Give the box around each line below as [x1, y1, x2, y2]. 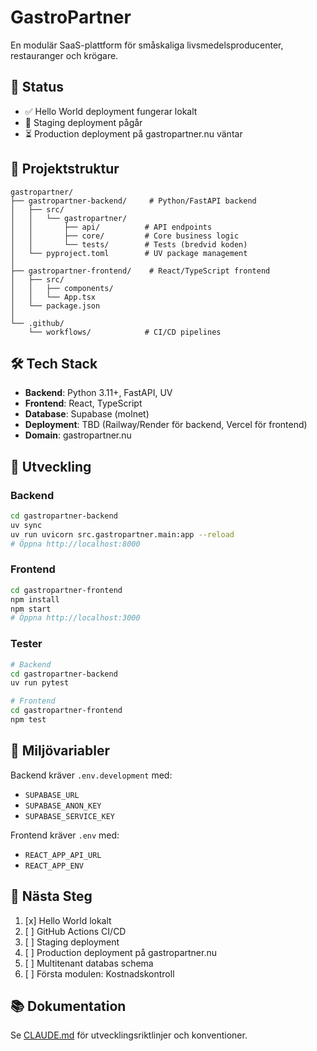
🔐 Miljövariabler [10, 742, 110, 760]
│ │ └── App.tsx [10, 292, 97, 302]
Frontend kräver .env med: [10, 829, 120, 841]
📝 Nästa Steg [10, 888, 93, 905]
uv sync [10, 520, 43, 530]
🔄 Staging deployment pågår [24, 116, 143, 128]
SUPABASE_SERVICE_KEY [24, 811, 115, 821]
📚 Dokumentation [10, 997, 127, 1015]
